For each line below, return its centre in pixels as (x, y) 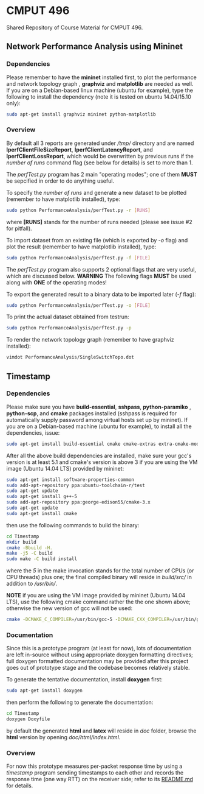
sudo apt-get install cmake (42, 513)
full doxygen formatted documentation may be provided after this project (97, 661)
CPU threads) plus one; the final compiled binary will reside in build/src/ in (99, 577)
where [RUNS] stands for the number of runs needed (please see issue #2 (99, 222)
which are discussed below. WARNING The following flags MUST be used (99, 276)
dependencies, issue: (33, 432)
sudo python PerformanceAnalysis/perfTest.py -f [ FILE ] (78, 258)
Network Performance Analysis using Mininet (95, 47)
